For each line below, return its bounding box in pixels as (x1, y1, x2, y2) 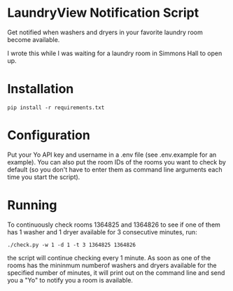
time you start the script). (7, 173, 80, 181)
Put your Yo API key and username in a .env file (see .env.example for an (7, 150, 217, 159)
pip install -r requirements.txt (7, 104, 105, 111)
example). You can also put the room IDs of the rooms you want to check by (7, 157, 226, 166)
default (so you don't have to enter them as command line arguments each (7, 165, 223, 173)
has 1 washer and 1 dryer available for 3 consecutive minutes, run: (7, 227, 197, 236)
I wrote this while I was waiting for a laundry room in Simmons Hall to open (7, 49, 223, 57)
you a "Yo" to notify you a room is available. (7, 276, 133, 284)
